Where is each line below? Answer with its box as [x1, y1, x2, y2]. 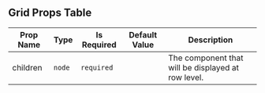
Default [129, 29, 158, 40]
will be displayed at [168, 62, 239, 73]
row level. [168, 72, 204, 83]
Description [188, 34, 233, 45]
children [12, 62, 43, 73]
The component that [168, 52, 244, 63]
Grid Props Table [8, 6, 92, 20]
